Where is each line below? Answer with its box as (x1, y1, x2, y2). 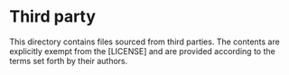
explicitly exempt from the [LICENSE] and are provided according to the (9, 45, 275, 56)
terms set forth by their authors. (9, 55, 128, 66)
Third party (9, 6, 97, 27)
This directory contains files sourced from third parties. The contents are (9, 36, 280, 47)
